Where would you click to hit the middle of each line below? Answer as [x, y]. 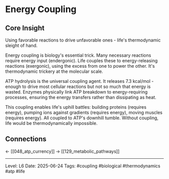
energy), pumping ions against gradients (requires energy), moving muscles [84, 113]
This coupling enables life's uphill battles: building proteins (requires [76, 107]
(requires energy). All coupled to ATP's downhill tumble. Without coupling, [82, 118]
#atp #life [15, 171]
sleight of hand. [21, 46]
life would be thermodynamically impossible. [52, 123]
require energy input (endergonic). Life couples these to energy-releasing [81, 61]
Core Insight [25, 28]
